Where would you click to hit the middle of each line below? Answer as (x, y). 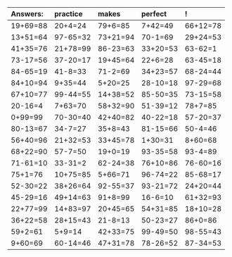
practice (69, 14)
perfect (154, 14)
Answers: (27, 14)
